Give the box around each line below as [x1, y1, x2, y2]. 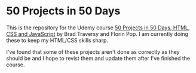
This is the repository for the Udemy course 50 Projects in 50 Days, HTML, [6, 24, 190, 31]
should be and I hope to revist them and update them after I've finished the [6, 54, 191, 62]
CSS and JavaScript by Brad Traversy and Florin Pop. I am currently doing [6, 30, 188, 37]
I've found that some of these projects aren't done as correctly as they [6, 48, 180, 55]
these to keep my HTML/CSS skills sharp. [6, 36, 109, 44]
